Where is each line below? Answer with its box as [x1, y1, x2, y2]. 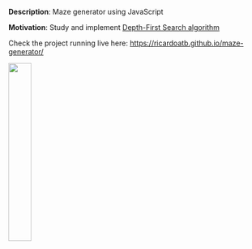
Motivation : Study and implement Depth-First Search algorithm [8, 23, 220, 32]
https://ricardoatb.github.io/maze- [129, 38, 244, 48]
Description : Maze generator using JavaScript [8, 7, 164, 16]
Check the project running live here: [8, 38, 128, 48]
